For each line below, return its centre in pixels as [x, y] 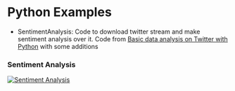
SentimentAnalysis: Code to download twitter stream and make [109, 31]
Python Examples [60, 12]
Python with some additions [58, 46]
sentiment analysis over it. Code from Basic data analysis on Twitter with [123, 38]
